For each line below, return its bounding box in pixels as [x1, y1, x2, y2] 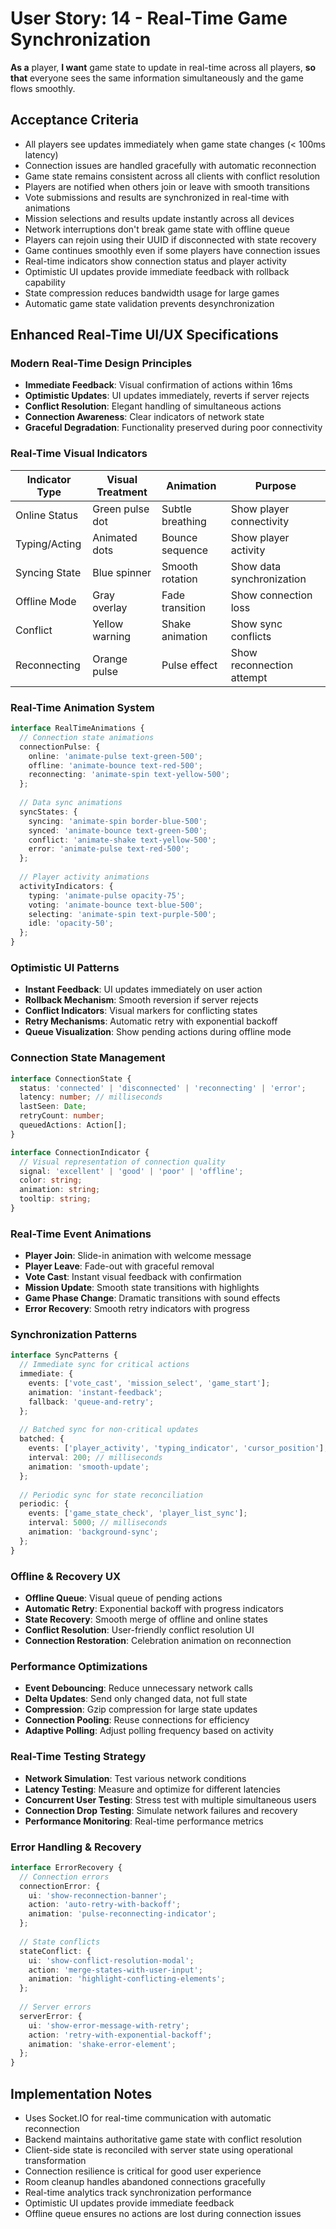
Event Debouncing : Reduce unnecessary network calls [24, 1682, 253, 1694]
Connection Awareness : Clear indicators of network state [24, 411, 265, 423]
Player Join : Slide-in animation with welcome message [24, 1250, 252, 1262]
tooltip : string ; [19, 1194, 92, 1204]
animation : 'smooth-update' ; [28, 1462, 150, 1472]
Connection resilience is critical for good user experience [24, 2165, 262, 2177]
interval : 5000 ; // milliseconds [28, 1518, 168, 1528]
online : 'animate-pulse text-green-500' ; [28, 751, 203, 761]
